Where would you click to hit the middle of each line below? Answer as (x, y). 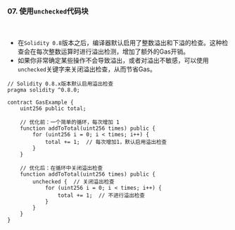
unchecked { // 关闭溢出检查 (74, 182)
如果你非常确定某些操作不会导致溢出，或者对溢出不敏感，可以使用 (113, 61)
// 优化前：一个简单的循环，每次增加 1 (70, 122)
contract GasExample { (40, 103)
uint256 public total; (53, 109)
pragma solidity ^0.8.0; (44, 90)
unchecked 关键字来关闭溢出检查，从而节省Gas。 (87, 69)
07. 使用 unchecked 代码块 (48, 11)
